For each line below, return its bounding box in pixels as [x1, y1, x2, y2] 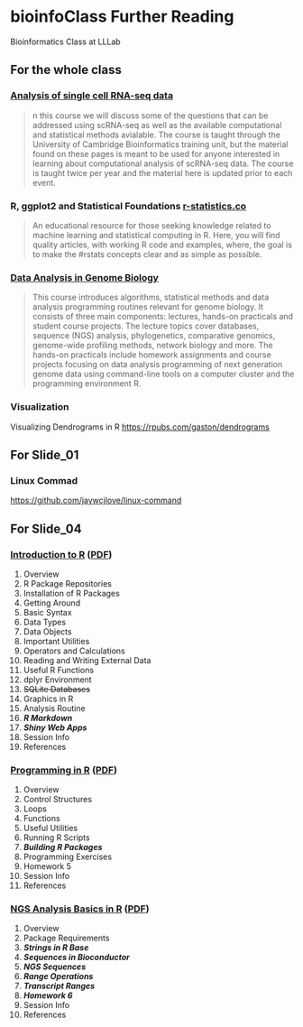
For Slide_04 [10, 521, 82, 536]
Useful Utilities [23, 823, 78, 834]
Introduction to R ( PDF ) [10, 548, 113, 560]
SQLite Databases [23, 683, 91, 694]
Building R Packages [23, 842, 103, 853]
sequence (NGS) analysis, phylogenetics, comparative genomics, [32, 330, 276, 341]
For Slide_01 [10, 447, 79, 462]
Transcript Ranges [23, 981, 96, 992]
